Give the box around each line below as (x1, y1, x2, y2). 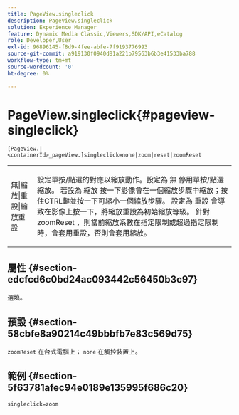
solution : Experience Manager (7, 23, 97, 31)
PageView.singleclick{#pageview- (7, 107, 216, 123)
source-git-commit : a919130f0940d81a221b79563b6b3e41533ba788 (7, 51, 196, 58)
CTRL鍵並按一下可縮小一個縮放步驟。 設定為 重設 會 (43, 196, 218, 206)
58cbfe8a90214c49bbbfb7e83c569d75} (7, 327, 193, 340)
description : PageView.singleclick (7, 17, 113, 24)
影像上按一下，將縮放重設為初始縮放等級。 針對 (51, 207, 210, 217)
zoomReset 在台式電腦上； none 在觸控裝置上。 (7, 347, 142, 356)
